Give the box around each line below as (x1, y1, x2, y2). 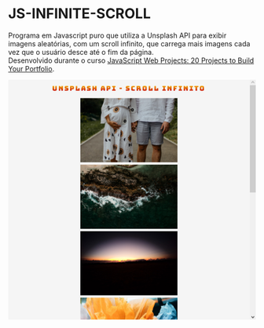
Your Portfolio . (8, 64, 55, 73)
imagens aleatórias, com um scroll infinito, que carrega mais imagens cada (8, 38, 251, 48)
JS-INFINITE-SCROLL (8, 5, 151, 23)
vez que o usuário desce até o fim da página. (8, 47, 155, 56)
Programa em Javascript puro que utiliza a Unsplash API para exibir (8, 31, 227, 40)
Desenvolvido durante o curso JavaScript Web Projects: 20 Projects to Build (8, 56, 255, 65)
